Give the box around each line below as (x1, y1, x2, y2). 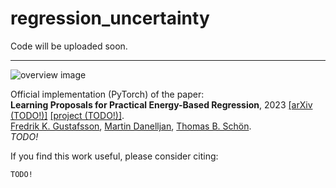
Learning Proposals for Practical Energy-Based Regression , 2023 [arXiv (10, 98, 313, 111)
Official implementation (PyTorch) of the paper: (10, 88, 205, 100)
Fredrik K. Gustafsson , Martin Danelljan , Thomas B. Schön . (10, 120, 252, 132)
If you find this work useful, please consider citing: (10, 150, 219, 162)
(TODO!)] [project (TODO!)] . (10, 109, 125, 121)
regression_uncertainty (10, 7, 210, 30)
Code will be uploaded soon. (10, 40, 128, 52)
